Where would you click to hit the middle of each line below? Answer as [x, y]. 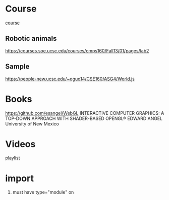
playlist [13, 158]
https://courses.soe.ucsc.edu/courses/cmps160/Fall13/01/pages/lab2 [77, 50]
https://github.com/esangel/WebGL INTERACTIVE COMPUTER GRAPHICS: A [85, 113]
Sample [17, 67]
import [20, 178]
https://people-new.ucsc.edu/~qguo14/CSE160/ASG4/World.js [70, 79]
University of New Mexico [32, 123]
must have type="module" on [43, 192]
